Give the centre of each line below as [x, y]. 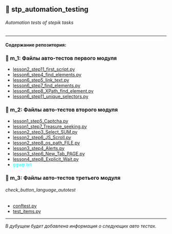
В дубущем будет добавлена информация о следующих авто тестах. [81, 226]
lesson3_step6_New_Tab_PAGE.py [49, 154]
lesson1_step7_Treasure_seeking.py [50, 126]
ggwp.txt [22, 164]
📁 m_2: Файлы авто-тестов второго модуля [62, 110]
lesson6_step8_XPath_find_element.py [53, 91]
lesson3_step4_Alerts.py [39, 148]
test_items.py [27, 211]
